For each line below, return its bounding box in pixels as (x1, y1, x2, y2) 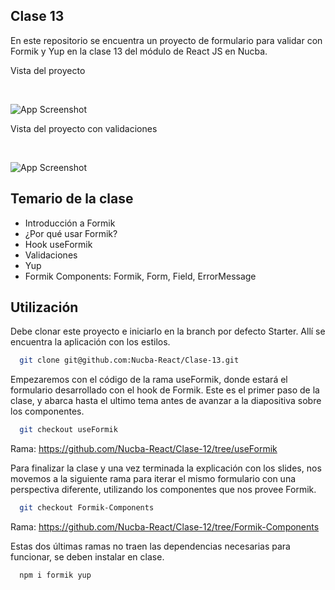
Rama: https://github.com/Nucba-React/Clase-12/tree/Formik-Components (10, 521, 320, 533)
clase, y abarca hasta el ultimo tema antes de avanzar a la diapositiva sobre (10, 395, 322, 407)
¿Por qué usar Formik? (24, 227, 118, 239)
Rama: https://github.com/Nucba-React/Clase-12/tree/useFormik (10, 443, 278, 455)
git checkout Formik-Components (19, 503, 155, 513)
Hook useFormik (24, 238, 93, 250)
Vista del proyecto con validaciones (10, 122, 158, 134)
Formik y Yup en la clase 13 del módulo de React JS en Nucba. (10, 45, 268, 57)
